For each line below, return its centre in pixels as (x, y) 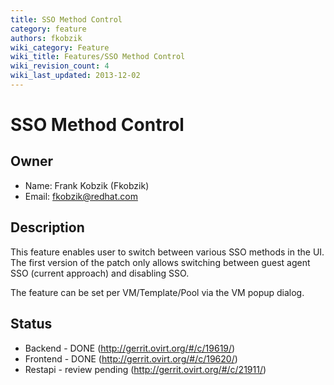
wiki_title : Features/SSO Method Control (98, 57)
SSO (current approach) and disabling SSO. (100, 273)
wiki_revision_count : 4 (60, 66)
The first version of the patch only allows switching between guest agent (160, 262)
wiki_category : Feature (60, 47)
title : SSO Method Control (66, 19)
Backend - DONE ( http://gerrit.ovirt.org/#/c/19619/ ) (130, 348)
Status (31, 324)
